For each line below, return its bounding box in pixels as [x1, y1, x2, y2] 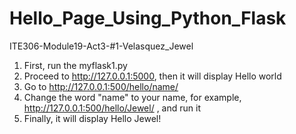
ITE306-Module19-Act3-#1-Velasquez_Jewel [9, 40, 194, 52]
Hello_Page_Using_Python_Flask [9, 7, 287, 30]
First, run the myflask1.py [23, 59, 128, 71]
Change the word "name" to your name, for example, [23, 91, 242, 103]
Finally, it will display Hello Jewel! [23, 112, 162, 124]
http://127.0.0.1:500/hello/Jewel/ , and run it [23, 102, 201, 114]
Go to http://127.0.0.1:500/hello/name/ [23, 80, 179, 92]
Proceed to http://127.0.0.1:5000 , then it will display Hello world [23, 70, 282, 82]
